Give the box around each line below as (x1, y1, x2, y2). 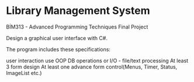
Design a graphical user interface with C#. (6, 34, 108, 41)
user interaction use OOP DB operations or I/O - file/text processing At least (6, 57, 189, 64)
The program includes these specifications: (6, 45, 111, 53)
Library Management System (6, 4, 150, 17)
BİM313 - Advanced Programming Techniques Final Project (6, 23, 148, 30)
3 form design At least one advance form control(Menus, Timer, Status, (6, 63, 178, 70)
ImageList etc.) (6, 69, 42, 76)
